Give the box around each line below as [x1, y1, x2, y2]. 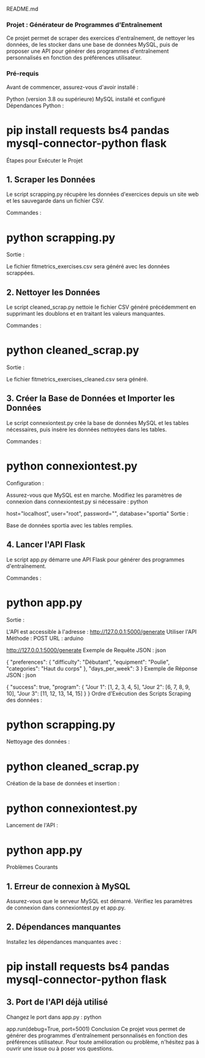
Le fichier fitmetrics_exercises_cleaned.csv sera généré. [6, 376, 149, 383]
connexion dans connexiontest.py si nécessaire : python [6, 497, 148, 505]
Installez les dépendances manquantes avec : [6, 938, 121, 945]
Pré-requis [6, 69, 39, 78]
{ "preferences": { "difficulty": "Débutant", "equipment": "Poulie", [6, 658, 170, 666]
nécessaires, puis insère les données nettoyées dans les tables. [6, 426, 167, 433]
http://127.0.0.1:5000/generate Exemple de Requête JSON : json [6, 646, 166, 653]
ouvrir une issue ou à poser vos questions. [6, 1044, 114, 1052]
